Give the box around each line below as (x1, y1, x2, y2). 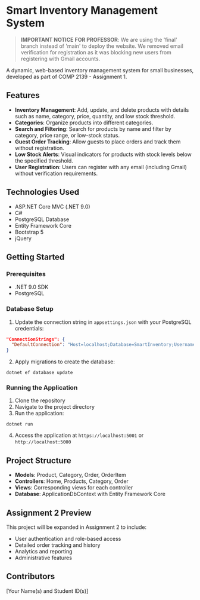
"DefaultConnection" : (11, 342, 65, 348)
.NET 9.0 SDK (14, 283, 49, 290)
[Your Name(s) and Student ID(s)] (6, 587, 89, 595)
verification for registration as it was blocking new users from (20, 48, 171, 56)
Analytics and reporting (14, 548, 73, 555)
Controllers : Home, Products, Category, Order (14, 477, 129, 485)
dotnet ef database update (6, 370, 73, 376)
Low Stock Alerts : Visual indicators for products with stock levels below (14, 151, 192, 158)
